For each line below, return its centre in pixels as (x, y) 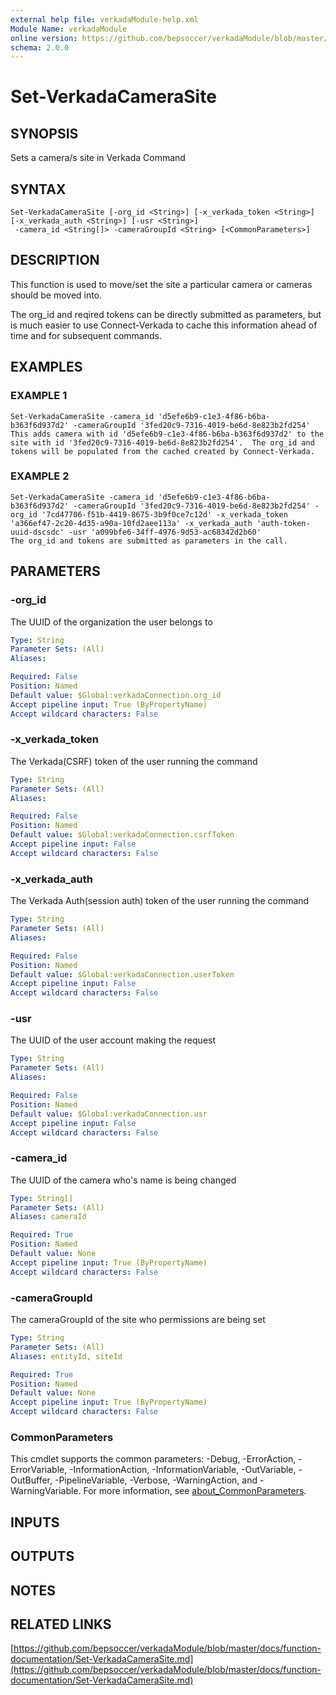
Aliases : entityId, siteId (66, 1356)
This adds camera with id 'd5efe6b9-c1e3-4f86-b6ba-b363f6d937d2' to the (167, 434)
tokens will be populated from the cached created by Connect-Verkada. (162, 451)
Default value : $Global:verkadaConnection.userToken (122, 974)
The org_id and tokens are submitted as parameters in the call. (149, 541)
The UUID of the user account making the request (113, 1040)
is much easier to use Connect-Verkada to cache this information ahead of (164, 325)
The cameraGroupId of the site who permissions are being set (138, 1320)
